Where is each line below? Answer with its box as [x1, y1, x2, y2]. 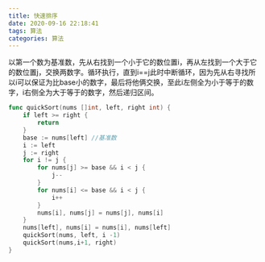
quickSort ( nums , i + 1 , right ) [23, 239, 117, 247]
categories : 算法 [8, 34, 64, 43]
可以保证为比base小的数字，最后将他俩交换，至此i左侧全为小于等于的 [17, 77, 247, 87]
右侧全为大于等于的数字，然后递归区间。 [23, 88, 159, 98]
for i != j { [23, 156, 67, 164]
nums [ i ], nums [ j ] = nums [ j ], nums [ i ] [37, 209, 164, 217]
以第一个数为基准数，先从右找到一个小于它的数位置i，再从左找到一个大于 [8, 57, 251, 67]
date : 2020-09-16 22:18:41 [8, 19, 99, 27]
